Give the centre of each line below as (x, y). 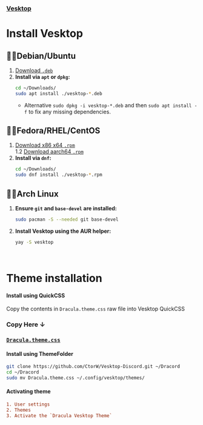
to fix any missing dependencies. (69, 112)
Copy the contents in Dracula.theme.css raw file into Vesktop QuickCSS (96, 309)
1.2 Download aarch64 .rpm (49, 152)
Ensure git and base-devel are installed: (66, 209)
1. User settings (28, 404)
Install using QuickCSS (36, 295)
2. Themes (19, 410)
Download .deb (34, 70)
